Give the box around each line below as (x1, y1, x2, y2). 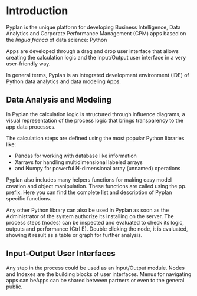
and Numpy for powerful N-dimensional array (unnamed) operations (14, 165, 181, 172)
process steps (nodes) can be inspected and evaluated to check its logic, (6, 219, 185, 226)
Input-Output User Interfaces (6, 249, 116, 259)
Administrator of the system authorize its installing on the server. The (6, 212, 174, 219)
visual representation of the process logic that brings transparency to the (6, 117, 184, 124)
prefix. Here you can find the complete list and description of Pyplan (6, 189, 172, 196)
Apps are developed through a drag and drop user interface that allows (6, 47, 179, 54)
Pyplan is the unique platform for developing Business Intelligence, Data (6, 24, 181, 31)
